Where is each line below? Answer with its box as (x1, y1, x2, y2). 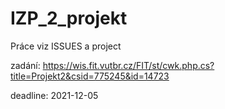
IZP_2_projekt (10, 7, 128, 30)
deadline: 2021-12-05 (10, 89, 99, 101)
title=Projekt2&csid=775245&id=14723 (10, 70, 170, 82)
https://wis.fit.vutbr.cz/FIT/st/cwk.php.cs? (42, 59, 215, 71)
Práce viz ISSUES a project (10, 40, 122, 52)
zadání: (10, 59, 41, 71)
